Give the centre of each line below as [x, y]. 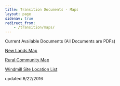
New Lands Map [21, 51]
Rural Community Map [27, 60]
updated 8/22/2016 [24, 79]
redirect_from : [20, 23]
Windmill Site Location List [31, 69]
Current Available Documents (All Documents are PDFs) [60, 41]
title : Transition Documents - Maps [42, 9]
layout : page [18, 14]
